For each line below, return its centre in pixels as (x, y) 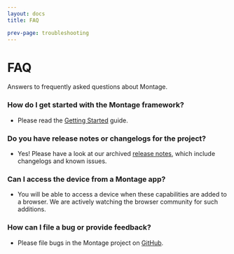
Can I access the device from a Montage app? (87, 179)
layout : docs (26, 14)
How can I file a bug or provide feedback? (80, 227)
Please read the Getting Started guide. (73, 120)
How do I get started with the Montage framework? (96, 105)
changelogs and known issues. (62, 161)
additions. (32, 209)
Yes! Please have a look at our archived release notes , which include (116, 153)
